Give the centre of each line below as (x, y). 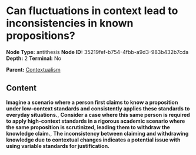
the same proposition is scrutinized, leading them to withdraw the (88, 127)
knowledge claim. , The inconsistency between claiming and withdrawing (97, 133)
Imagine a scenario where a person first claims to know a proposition (92, 102)
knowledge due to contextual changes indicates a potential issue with (93, 140)
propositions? (41, 36)
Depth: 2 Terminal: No (34, 58)
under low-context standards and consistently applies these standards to (98, 108)
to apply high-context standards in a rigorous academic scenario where (96, 121)
